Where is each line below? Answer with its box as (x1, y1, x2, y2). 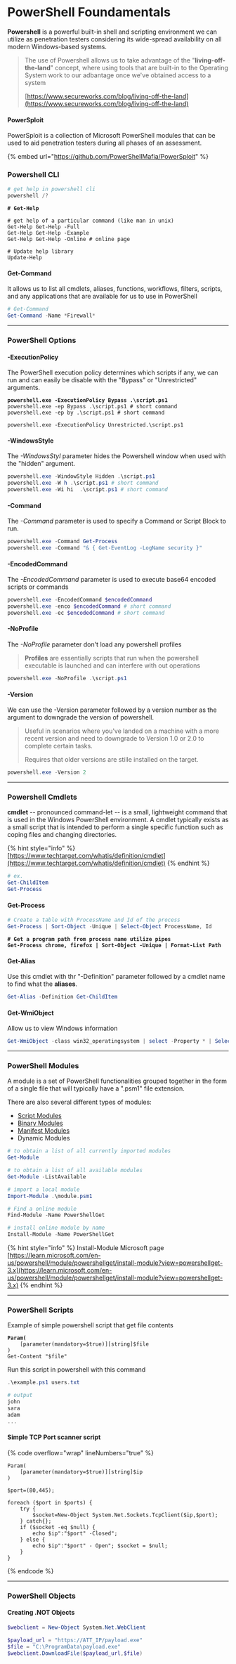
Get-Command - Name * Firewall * (7, 312, 96, 320)
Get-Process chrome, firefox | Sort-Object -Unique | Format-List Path (7, 942, 221, 949)
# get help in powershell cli (7, 186, 96, 193)
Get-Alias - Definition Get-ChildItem (7, 994, 118, 1001)
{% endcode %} (7, 1566, 54, 1575)
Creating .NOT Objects (7, 1608, 75, 1617)
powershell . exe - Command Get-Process (7, 538, 118, 545)
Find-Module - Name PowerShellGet (7, 1211, 105, 1219)
